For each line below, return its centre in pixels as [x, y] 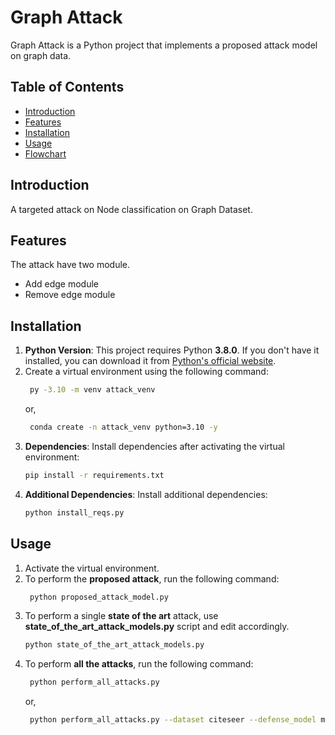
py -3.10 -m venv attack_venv [92, 390]
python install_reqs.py [74, 512]
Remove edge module [70, 295]
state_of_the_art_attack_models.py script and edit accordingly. [157, 627]
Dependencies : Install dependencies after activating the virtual [154, 446]
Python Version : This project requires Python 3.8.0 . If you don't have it [172, 350]
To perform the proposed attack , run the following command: [152, 578]
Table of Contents [67, 87]
